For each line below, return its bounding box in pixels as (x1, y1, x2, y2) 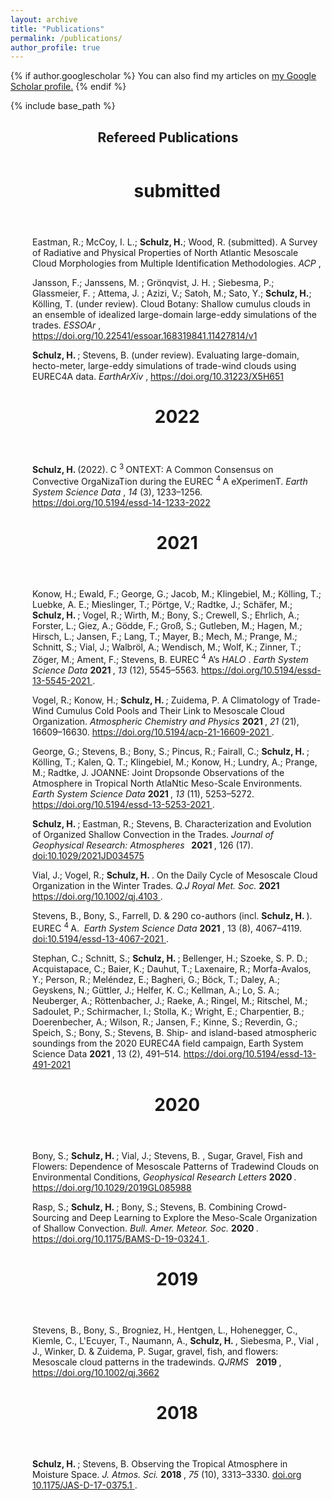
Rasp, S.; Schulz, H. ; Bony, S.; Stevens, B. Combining (32, 1201, 254, 1213)
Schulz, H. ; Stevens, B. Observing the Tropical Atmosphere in (32, 1458, 288, 1470)
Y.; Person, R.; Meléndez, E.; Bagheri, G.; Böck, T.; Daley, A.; (32, 973, 281, 985)
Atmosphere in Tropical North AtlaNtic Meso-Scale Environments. (32, 777, 303, 789)
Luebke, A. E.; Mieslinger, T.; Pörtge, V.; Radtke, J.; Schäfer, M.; (32, 599, 293, 611)
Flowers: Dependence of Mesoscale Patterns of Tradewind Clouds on (32, 1160, 320, 1172)
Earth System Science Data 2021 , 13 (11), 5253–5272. (32, 787, 255, 800)
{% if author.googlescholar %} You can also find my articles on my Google (10, 70, 317, 82)
